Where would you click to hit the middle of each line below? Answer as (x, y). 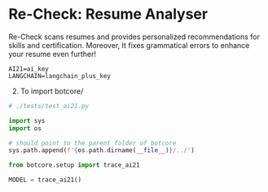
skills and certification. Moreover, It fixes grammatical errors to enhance (129, 45)
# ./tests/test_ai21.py (49, 106)
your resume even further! (52, 54)
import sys (27, 120)
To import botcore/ (52, 91)
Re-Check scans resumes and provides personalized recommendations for (134, 37)
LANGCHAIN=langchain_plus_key (60, 76)
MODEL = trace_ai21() (45, 180)
